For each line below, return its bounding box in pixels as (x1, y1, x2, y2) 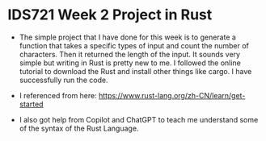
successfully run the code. (19, 75, 108, 85)
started (19, 99, 44, 109)
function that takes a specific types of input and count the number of (19, 40, 250, 50)
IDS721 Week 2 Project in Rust (7, 6, 213, 24)
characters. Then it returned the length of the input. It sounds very (19, 49, 240, 59)
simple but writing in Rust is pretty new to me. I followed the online (19, 58, 242, 68)
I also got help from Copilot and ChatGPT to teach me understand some (19, 114, 259, 124)
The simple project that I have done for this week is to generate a (19, 32, 236, 42)
